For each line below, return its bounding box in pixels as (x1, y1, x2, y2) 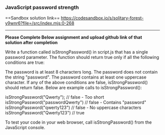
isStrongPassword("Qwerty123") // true (5, 110, 85, 116)
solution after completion (5, 40, 58, 46)
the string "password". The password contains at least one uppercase (5, 74, 146, 80)
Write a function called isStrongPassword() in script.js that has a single (5, 49, 148, 55)
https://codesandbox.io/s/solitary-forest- (60, 15, 144, 21)
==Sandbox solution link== (5, 15, 60, 21)
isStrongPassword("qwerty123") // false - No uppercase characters (5, 105, 141, 110)
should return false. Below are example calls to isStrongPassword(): (5, 85, 142, 91)
